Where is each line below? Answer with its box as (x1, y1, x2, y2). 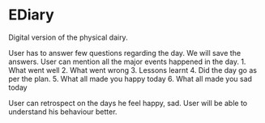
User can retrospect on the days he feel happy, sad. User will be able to (8, 98, 248, 108)
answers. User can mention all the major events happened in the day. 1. (8, 57, 246, 66)
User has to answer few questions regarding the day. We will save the (8, 48, 241, 57)
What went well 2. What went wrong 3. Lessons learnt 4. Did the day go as (8, 65, 258, 74)
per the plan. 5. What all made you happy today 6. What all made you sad (8, 74, 253, 83)
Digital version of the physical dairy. (8, 32, 128, 42)
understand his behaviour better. (8, 107, 118, 117)
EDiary (8, 6, 54, 24)
